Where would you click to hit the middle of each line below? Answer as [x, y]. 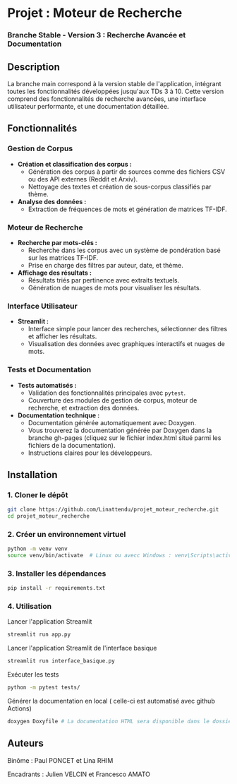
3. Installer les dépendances [57, 574]
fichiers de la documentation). [72, 445]
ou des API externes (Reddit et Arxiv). [83, 179]
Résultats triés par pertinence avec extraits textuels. [104, 280]
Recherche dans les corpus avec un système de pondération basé [124, 250]
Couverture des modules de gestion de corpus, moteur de [113, 400]
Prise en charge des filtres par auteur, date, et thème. [105, 265]
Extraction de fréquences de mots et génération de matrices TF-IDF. [127, 209]
